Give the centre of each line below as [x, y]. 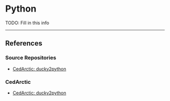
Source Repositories [31, 58]
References [24, 43]
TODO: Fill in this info [27, 23]
